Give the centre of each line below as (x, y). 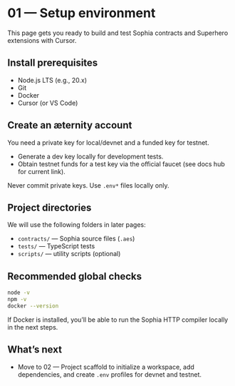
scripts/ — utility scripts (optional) (69, 254)
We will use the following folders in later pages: (77, 225)
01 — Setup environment (82, 13)
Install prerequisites (53, 63)
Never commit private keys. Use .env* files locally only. (88, 185)
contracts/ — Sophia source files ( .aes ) (76, 239)
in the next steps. (33, 327)
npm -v (17, 300)
